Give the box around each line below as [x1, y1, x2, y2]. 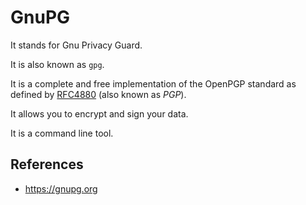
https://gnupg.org [24, 182, 98, 195]
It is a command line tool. [10, 127, 114, 139]
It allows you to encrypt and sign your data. [10, 107, 189, 120]
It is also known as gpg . [10, 58, 105, 70]
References [10, 156, 84, 173]
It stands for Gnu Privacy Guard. [10, 39, 143, 51]
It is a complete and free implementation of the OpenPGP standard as [10, 77, 297, 90]
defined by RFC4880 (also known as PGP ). [10, 88, 187, 100]
